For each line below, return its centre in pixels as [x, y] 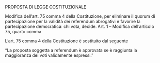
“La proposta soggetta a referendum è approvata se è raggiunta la [71, 50]
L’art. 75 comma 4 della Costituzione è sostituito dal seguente [67, 41]
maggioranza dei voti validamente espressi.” [49, 55]
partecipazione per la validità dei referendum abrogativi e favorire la [73, 21]
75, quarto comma [23, 31]
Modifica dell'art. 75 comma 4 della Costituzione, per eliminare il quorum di [80, 16]
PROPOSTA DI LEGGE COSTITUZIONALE [46, 7]
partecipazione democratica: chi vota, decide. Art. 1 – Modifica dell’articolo [80, 26]
